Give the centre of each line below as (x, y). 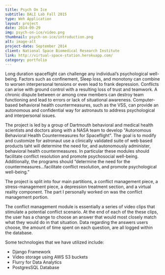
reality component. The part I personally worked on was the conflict (74, 192)
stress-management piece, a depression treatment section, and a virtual (78, 187)
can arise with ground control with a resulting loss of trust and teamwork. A (81, 89)
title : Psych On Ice (26, 10)
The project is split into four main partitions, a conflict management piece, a (82, 182)
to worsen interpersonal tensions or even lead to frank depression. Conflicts (82, 84)
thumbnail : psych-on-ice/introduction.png (49, 37)
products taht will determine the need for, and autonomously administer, (78, 146)
